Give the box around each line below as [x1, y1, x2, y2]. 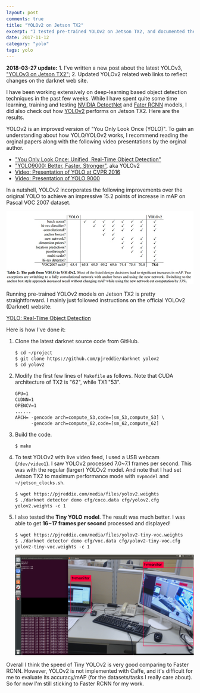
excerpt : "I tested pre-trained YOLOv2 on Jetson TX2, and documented [6, 29, 185, 35]
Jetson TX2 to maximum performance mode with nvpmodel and [14, 473, 169, 479]
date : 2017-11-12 [6, 35, 49, 41]
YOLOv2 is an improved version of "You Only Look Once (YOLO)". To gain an [6, 125, 194, 132]
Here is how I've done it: [6, 326, 66, 333]
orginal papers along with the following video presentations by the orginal [6, 137, 186, 145]
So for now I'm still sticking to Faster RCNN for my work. [6, 680, 145, 687]
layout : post [6, 10, 39, 15]
